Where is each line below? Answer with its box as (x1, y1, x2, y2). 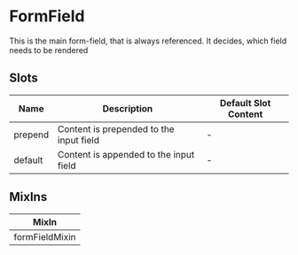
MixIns (9, 189, 48, 205)
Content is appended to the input (57, 148, 195, 160)
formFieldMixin (13, 230, 77, 243)
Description (102, 102, 153, 114)
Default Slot (219, 97, 271, 109)
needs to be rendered (9, 44, 89, 55)
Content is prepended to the (57, 122, 175, 135)
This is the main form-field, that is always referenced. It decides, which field (9, 35, 287, 46)
